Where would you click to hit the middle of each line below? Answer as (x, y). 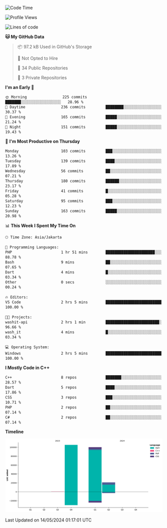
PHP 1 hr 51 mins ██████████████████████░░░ (83, 252)
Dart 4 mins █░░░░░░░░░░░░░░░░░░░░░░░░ (83, 272)
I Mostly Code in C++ (27, 368)
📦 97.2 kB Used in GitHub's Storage (55, 47)
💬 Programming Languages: (32, 247)
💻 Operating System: (27, 347)
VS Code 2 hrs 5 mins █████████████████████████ (83, 302)
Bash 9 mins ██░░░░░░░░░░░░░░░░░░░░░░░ (83, 262)
